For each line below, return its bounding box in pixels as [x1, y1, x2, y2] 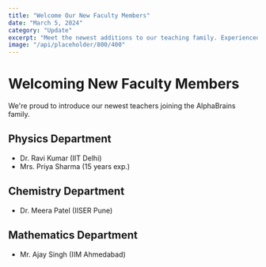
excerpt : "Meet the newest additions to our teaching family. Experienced [8, 33, 260, 42]
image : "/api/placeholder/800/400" [8, 41, 126, 49]
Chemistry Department [8, 185, 125, 198]
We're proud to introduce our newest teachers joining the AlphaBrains [8, 101, 236, 111]
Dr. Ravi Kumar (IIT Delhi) [19, 153, 102, 163]
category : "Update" [8, 26, 73, 34]
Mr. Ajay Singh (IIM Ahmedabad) [19, 250, 127, 259]
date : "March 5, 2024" [8, 19, 83, 27]
